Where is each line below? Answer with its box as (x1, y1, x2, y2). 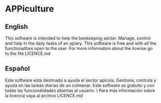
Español (5, 64, 30, 73)
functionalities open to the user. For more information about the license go (5, 46, 153, 51)
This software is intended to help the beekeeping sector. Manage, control (5, 35, 151, 41)
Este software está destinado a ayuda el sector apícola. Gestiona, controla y (5, 77, 156, 83)
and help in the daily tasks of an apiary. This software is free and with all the (5, 40, 157, 46)
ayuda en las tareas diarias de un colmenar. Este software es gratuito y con (5, 82, 155, 88)
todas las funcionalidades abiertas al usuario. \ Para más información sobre (5, 88, 155, 93)
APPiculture (5, 3, 54, 14)
